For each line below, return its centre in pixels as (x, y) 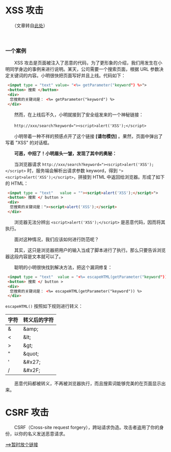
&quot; (31, 354)
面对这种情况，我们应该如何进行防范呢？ (56, 239)
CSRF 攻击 (27, 412)
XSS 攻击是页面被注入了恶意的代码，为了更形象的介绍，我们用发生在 (86, 63)
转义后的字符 (39, 320)
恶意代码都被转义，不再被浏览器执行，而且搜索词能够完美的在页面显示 (88, 384)
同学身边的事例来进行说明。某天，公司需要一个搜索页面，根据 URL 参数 (84, 69)
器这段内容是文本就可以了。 (34, 256)
